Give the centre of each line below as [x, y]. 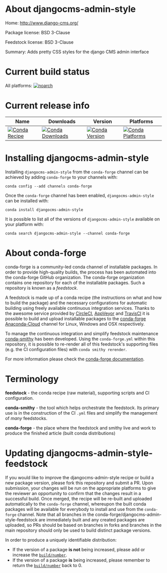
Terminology [32, 379]
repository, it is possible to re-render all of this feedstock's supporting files [82, 344]
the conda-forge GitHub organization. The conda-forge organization [75, 277]
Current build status [47, 72]
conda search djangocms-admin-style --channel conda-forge [68, 233]
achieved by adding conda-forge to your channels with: [61, 177]
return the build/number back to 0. [47, 565]
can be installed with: [27, 201]
